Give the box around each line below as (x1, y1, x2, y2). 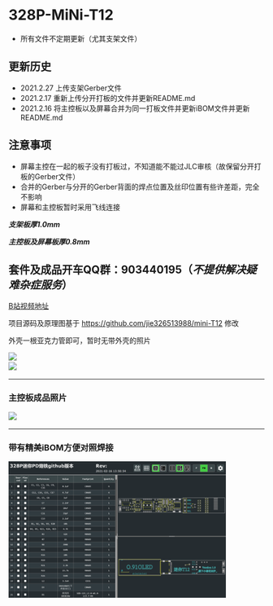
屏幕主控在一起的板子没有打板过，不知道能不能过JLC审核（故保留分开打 (19, 161, 262, 171)
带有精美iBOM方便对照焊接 (8, 441, 114, 453)
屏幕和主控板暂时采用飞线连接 (19, 202, 120, 212)
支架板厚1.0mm (8, 219, 61, 229)
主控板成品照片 (8, 393, 67, 404)
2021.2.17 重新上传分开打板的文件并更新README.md (19, 93, 196, 103)
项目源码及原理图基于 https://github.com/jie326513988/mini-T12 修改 (8, 318, 240, 328)
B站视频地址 (8, 301, 50, 311)
